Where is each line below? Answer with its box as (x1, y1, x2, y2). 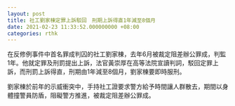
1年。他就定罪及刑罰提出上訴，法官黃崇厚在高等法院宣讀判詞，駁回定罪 (7, 59, 213, 67)
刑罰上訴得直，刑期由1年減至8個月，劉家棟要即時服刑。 (25, 67, 186, 76)
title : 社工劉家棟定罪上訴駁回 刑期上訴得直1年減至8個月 (7, 17, 156, 24)
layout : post (7, 10, 46, 18)
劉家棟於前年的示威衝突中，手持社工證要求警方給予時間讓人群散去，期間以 (7, 82, 222, 91)
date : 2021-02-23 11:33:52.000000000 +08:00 (7, 23, 140, 30)
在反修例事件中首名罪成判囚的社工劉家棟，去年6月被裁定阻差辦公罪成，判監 (7, 50, 227, 58)
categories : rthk (7, 29, 58, 37)
